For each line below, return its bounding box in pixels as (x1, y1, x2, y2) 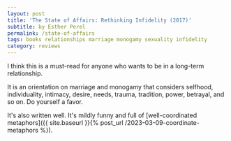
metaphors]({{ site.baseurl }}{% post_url (7, 119, 124, 126)
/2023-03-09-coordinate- (124, 119, 200, 126)
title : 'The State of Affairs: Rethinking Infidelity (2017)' (7, 17, 192, 24)
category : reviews (7, 43, 61, 50)
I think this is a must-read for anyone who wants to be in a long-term (7, 62, 204, 70)
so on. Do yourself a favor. (7, 98, 84, 105)
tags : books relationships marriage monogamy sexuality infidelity (7, 36, 208, 43)
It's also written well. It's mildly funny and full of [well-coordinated (7, 111, 198, 119)
